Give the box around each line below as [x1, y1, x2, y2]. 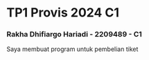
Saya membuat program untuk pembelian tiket [6, 45, 139, 53]
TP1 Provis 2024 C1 [6, 5, 119, 21]
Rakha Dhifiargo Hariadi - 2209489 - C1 [6, 30, 143, 39]
